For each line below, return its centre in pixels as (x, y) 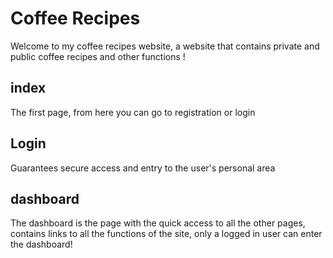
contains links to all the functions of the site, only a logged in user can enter (166, 234)
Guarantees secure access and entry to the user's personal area (143, 168)
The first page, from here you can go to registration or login (133, 112)
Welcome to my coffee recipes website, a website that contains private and (165, 46)
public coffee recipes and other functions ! (98, 56)
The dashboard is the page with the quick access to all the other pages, (158, 223)
